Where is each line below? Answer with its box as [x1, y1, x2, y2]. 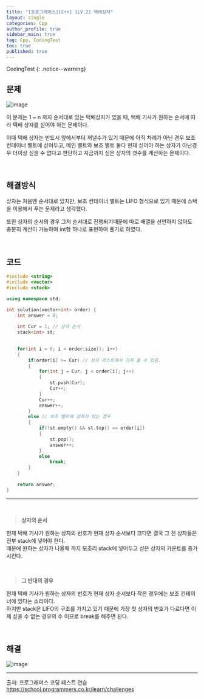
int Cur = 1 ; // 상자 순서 [17, 323, 81, 330]
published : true [6, 49, 47, 55]
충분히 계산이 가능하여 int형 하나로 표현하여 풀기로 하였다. [6, 226, 142, 233]
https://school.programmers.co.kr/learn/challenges [6, 685, 135, 693]
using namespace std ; [6, 295, 61, 301]
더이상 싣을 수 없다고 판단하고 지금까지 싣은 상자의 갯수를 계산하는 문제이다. [12, 149, 191, 156]
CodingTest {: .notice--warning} [6, 65, 86, 72]
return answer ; [17, 481, 56, 487]
